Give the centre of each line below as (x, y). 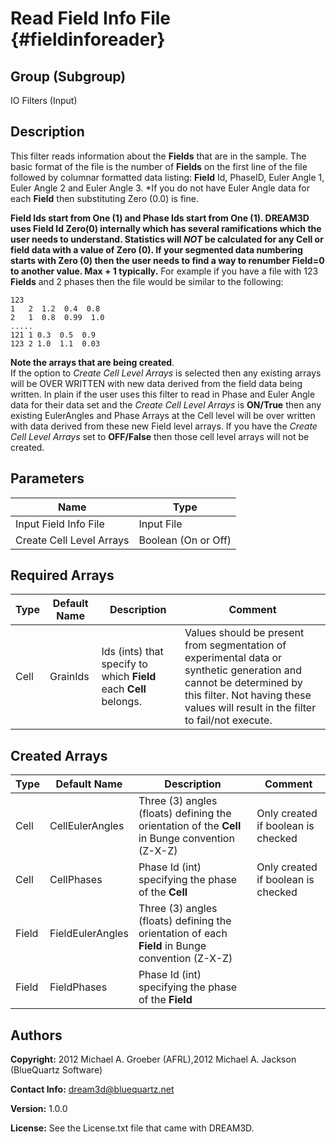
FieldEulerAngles (89, 934)
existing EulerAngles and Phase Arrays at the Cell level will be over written (163, 415)
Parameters (47, 478)
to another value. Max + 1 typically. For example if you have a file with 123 (164, 271)
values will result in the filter (250, 708)
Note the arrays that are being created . (92, 362)
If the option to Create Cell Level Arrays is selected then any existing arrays (166, 373)
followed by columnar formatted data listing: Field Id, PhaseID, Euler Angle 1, (167, 177)
